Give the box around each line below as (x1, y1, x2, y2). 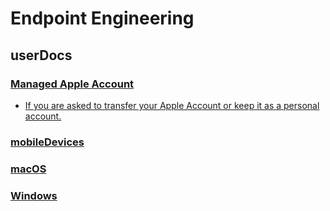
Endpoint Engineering (10, 7, 195, 30)
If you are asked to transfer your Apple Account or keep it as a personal (24, 99, 320, 111)
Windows (10, 188, 58, 202)
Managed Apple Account (10, 77, 135, 91)
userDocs (10, 47, 73, 64)
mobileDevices (10, 135, 85, 149)
